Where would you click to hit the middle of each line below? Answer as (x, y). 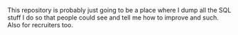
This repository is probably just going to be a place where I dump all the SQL (119, 10)
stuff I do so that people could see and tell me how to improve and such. (113, 17)
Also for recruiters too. (40, 25)
